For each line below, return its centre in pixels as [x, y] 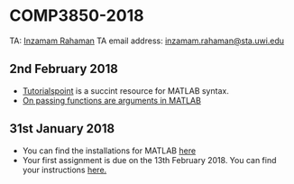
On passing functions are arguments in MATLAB [111, 100]
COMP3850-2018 [77, 16]
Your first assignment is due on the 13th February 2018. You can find [149, 160]
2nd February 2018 [64, 69]
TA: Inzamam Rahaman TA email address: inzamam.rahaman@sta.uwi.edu [147, 41]
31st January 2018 [62, 129]
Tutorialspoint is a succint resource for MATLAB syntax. [126, 90]
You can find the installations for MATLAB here [109, 151]
